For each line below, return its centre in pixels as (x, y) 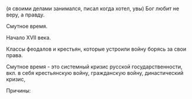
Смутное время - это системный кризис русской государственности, (95, 67)
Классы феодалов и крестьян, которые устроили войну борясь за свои (96, 49)
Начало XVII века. (29, 37)
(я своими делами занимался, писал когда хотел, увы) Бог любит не (93, 9)
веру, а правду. (25, 15)
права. (14, 55)
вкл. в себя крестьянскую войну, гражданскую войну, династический (95, 73)
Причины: (19, 90)
